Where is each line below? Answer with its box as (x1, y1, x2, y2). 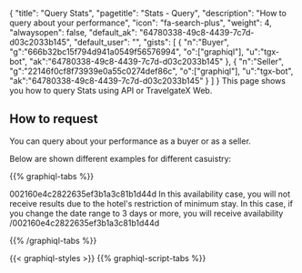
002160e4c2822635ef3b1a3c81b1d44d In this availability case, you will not (9, 188, 291, 199)
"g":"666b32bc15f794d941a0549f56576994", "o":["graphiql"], (9, 46, 244, 57)
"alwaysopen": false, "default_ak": (9, 27, 138, 37)
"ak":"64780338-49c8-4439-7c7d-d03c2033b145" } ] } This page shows (9, 76, 287, 86)
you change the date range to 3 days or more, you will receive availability (9, 207, 284, 218)
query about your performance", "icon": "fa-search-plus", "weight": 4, (9, 17, 272, 28)
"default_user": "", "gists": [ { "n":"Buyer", (74, 36, 230, 47)
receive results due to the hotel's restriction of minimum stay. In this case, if (9, 197, 294, 208)
